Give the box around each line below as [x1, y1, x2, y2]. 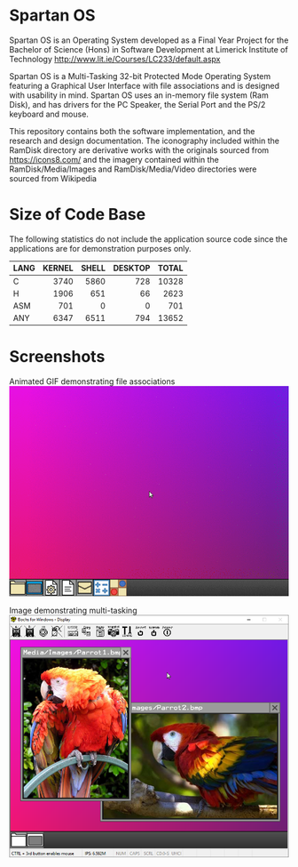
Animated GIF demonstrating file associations [9, 375, 176, 387]
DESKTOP [113, 263, 151, 274]
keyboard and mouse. [9, 108, 89, 119]
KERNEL [43, 263, 74, 274]
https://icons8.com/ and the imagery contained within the [9, 154, 219, 165]
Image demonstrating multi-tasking [9, 605, 137, 615]
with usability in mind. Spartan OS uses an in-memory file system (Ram [9, 90, 269, 100]
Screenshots [9, 347, 106, 367]
